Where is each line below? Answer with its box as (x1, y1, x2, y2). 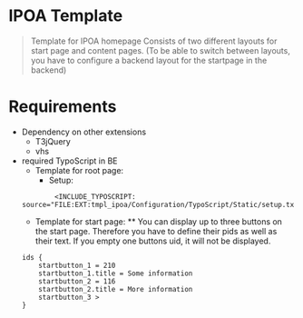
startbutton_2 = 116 (38, 276, 116, 286)
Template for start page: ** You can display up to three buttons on (34, 215, 283, 227)
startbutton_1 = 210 (38, 261, 116, 270)
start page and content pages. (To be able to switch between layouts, (30, 45, 291, 55)
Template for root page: (34, 164, 124, 175)
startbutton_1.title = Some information (38, 269, 193, 278)
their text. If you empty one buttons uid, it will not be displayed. (34, 235, 271, 246)
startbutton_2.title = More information (38, 284, 193, 293)
